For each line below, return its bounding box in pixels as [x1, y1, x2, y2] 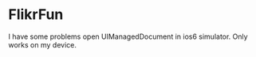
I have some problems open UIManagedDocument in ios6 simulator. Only [8, 32, 249, 41]
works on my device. [8, 40, 77, 49]
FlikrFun [8, 6, 64, 24]
